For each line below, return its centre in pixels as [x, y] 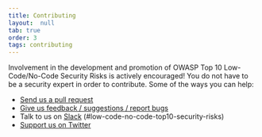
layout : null [32, 23]
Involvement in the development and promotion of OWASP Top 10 [115, 67]
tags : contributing [40, 45]
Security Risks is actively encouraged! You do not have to [154, 76]
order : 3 [23, 38]
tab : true [25, 30]
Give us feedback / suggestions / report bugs [94, 108]
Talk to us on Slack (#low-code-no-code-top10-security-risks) [122, 116]
